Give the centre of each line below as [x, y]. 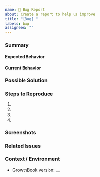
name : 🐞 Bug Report [25, 10]
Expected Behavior [25, 56]
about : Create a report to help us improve [50, 14]
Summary [17, 45]
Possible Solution [26, 80]
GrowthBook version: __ [36, 170]
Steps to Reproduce [29, 94]
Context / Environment [33, 159]
